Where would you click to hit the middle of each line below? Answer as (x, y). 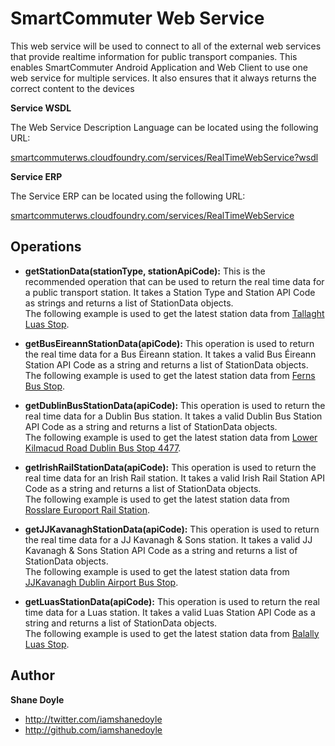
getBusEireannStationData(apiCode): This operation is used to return (169, 343)
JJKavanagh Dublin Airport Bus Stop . (101, 582)
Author (32, 675)
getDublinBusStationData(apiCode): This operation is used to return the (175, 405)
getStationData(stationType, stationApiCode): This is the (145, 271)
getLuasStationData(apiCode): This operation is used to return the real (172, 601)
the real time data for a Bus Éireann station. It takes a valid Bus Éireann (170, 354)
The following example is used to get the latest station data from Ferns (170, 375)
